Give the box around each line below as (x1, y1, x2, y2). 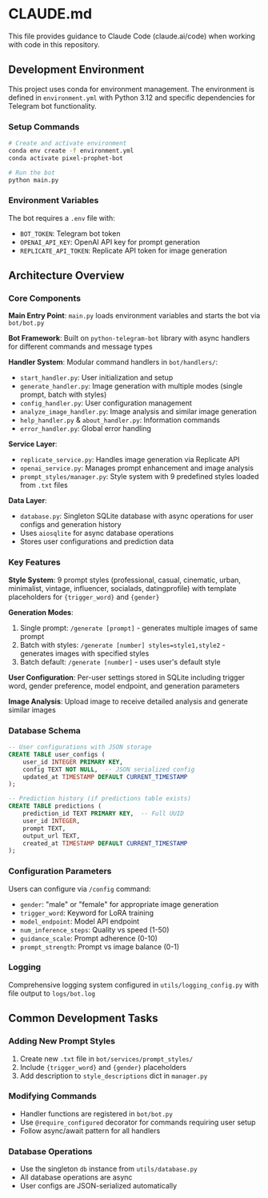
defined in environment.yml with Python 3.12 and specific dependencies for (8, 93, 256, 102)
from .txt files (19, 481, 68, 490)
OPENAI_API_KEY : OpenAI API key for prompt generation (19, 237, 201, 246)
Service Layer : (8, 439, 58, 449)
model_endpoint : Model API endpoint (19, 916, 140, 926)
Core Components (8, 293, 82, 304)
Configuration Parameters (8, 865, 112, 877)
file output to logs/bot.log (8, 988, 96, 998)
